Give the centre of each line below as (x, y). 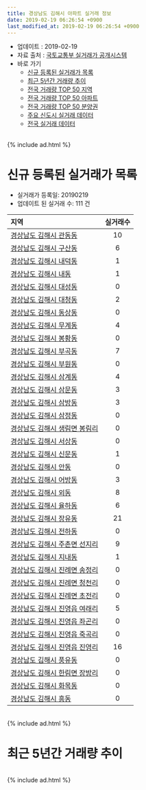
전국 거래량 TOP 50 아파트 (62, 98)
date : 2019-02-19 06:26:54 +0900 (55, 20)
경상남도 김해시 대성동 (44, 287)
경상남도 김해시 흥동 (41, 699)
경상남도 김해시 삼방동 (44, 403)
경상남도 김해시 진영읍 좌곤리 (54, 622)
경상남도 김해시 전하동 (44, 531)
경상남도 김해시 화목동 (44, 686)
